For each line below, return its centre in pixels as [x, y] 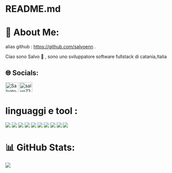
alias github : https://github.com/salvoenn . [51, 47]
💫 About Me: [32, 33]
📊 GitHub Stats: [40, 148]
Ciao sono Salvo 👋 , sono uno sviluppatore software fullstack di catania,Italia [86, 56]
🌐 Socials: [22, 73]
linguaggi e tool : [42, 111]
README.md [33, 9]
